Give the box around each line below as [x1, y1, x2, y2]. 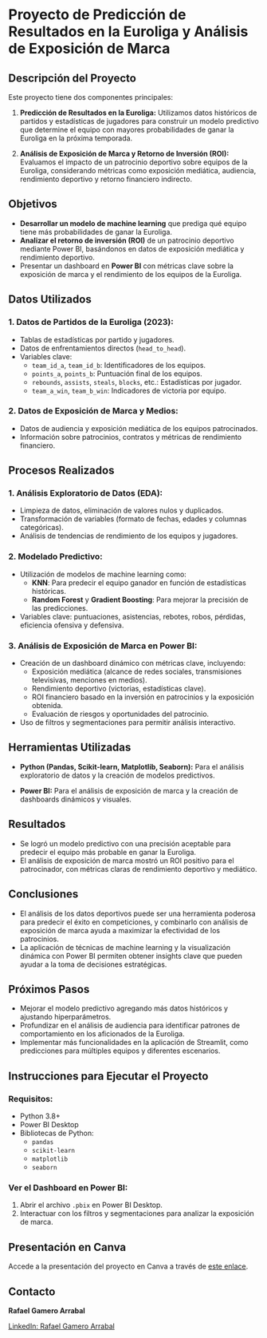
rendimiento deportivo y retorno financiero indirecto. [19, 174, 193, 184]
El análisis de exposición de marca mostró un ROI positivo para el [19, 856, 234, 865]
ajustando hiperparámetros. [19, 1012, 112, 1022]
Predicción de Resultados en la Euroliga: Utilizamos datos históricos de [19, 108, 257, 117]
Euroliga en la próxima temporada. [19, 133, 133, 143]
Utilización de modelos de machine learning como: [19, 569, 187, 579]
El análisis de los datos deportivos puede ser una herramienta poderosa [19, 908, 257, 918]
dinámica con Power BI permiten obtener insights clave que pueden [19, 951, 243, 960]
